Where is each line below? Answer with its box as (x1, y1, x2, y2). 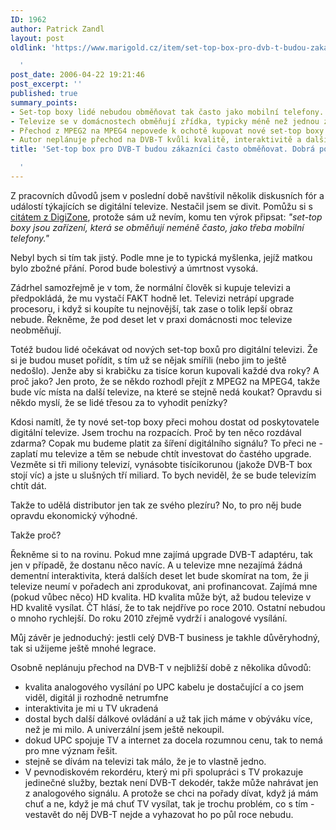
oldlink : (10, 42, 47, 53)
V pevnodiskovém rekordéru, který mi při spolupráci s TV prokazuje (24, 766, 304, 778)
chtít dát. (10, 479, 47, 491)
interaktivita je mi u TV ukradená (24, 702, 159, 714)
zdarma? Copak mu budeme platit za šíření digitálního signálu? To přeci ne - (10, 437, 323, 449)
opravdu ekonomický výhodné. (10, 509, 138, 521)
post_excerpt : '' (10, 79, 83, 90)
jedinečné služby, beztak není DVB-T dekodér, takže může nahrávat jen (24, 776, 319, 788)
